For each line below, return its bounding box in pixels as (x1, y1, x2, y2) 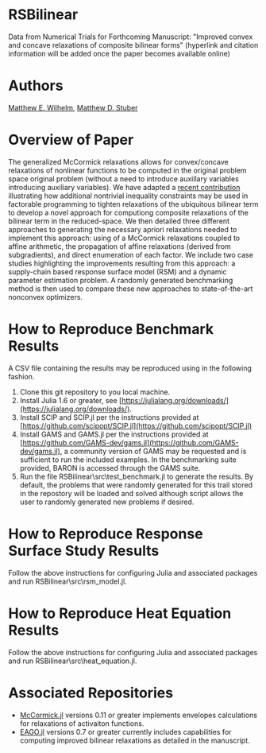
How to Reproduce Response (8, 525, 204, 542)
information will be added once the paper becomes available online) (8, 49, 230, 58)
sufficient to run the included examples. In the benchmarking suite (19, 455, 237, 464)
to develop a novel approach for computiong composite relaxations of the (8, 208, 249, 217)
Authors (8, 77, 64, 95)
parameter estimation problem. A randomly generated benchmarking (8, 275, 233, 285)
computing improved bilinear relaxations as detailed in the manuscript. (19, 736, 250, 745)
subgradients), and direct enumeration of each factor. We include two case (8, 250, 254, 259)
